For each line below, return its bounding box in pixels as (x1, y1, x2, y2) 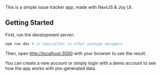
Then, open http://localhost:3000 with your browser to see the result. (5, 50, 147, 56)
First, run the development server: (5, 32, 75, 38)
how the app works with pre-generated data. (5, 65, 97, 71)
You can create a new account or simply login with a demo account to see (5, 60, 156, 66)
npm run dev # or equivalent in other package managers (5, 41, 123, 46)
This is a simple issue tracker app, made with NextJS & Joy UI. (5, 4, 133, 10)
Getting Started (5, 18, 54, 27)
